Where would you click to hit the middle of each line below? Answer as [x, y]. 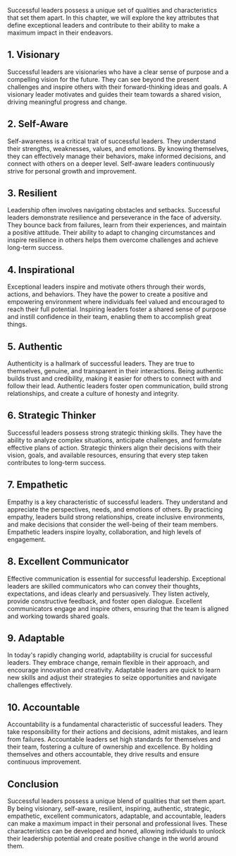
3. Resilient [32, 193]
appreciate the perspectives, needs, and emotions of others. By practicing [115, 509]
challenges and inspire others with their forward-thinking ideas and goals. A [117, 87]
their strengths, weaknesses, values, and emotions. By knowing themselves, [118, 148]
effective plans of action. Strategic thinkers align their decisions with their [114, 447]
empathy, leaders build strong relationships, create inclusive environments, [116, 517]
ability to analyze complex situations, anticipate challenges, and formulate [114, 440]
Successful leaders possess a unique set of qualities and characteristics [112, 10]
